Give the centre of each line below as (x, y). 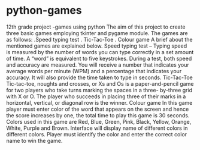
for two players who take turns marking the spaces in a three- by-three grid (99, 90)
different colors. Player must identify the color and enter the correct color (97, 134)
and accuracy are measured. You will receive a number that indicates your (98, 65)
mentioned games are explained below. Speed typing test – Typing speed (97, 46)
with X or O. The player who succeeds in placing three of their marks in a (96, 96)
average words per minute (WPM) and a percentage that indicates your (94, 71)
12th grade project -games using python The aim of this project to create (96, 27)
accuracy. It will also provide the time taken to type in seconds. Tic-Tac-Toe (99, 77)
